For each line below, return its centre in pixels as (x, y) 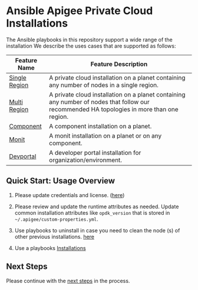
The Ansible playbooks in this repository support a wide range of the (89, 39)
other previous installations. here (55, 236)
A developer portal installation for (95, 152)
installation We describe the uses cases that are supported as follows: (91, 46)
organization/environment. (86, 160)
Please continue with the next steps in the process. (68, 281)
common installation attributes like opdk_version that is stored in (92, 212)
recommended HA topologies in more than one (114, 109)
